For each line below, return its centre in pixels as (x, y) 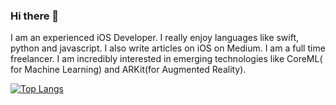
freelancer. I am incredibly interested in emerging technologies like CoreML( (166, 59)
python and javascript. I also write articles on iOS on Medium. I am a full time (168, 48)
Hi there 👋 (35, 16)
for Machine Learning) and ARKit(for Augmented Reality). (128, 70)
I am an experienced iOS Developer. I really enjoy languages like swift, (155, 38)
